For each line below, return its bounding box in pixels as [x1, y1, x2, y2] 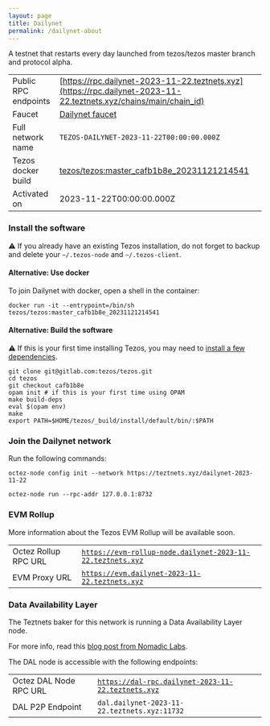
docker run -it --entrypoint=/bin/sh [8, 301, 135, 309]
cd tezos [8, 375, 38, 383]
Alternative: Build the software [8, 326, 113, 335]
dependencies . [8, 352, 58, 362]
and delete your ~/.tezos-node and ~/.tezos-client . [8, 249, 182, 259]
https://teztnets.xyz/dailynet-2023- [127, 469, 253, 478]
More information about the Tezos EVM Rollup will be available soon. [8, 527, 235, 537]
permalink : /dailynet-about [8, 27, 103, 35]
